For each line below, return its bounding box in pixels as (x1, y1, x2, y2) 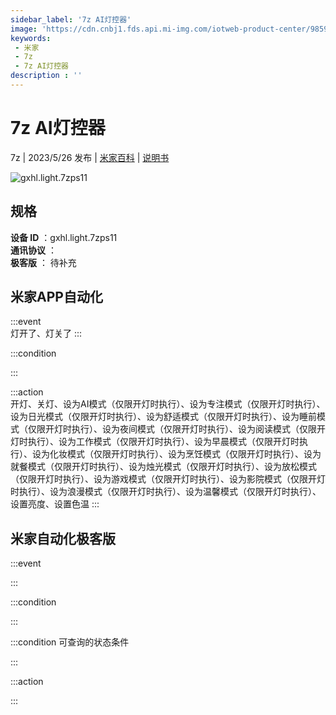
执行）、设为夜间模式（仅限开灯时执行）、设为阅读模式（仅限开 (71, 423, 326, 435)
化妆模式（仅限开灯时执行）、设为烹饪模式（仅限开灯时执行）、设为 (49, 448, 322, 460)
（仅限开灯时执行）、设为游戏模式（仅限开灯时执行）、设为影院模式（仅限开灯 (10, 473, 326, 485)
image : (10, 24, 38, 34)
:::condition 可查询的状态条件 (10, 636, 130, 648)
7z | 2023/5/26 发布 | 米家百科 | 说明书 (10, 151, 170, 163)
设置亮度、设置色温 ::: (10, 498, 100, 510)
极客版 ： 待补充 (10, 256, 77, 268)
